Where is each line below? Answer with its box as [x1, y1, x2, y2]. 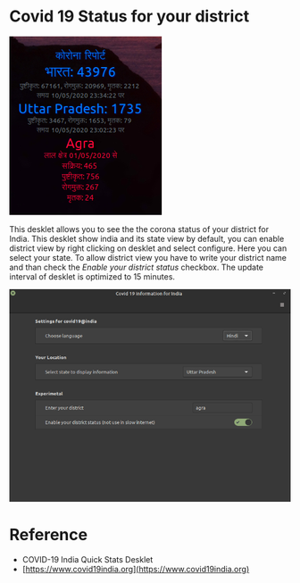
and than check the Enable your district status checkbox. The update [9, 262, 263, 272]
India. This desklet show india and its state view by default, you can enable [9, 233, 285, 244]
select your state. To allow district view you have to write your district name [9, 252, 287, 262]
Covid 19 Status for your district [9, 6, 250, 27]
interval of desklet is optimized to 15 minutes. [9, 271, 176, 282]
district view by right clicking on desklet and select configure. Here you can [9, 243, 287, 254]
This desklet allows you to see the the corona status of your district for [9, 223, 270, 234]
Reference [9, 524, 87, 545]
